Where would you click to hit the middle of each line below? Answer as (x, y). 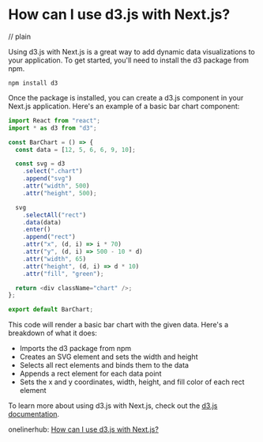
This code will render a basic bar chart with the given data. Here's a (118, 325)
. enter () (37, 230)
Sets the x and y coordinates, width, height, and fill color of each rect (132, 382)
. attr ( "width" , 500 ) (56, 186)
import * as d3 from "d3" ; (53, 128)
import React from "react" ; (54, 120)
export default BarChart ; (51, 310)
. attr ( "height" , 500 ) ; (60, 193)
